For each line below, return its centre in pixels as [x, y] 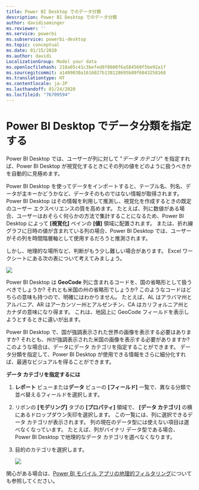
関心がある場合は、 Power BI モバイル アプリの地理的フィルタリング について [99, 473]
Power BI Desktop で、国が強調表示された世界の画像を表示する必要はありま [99, 332]
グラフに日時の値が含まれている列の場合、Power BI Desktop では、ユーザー [99, 230]
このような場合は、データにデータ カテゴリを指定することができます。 [93, 347]
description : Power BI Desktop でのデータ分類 [62, 17]
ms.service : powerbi [32, 34]
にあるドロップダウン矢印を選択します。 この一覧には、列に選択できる [101, 414]
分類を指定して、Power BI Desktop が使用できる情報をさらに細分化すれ [98, 354]
